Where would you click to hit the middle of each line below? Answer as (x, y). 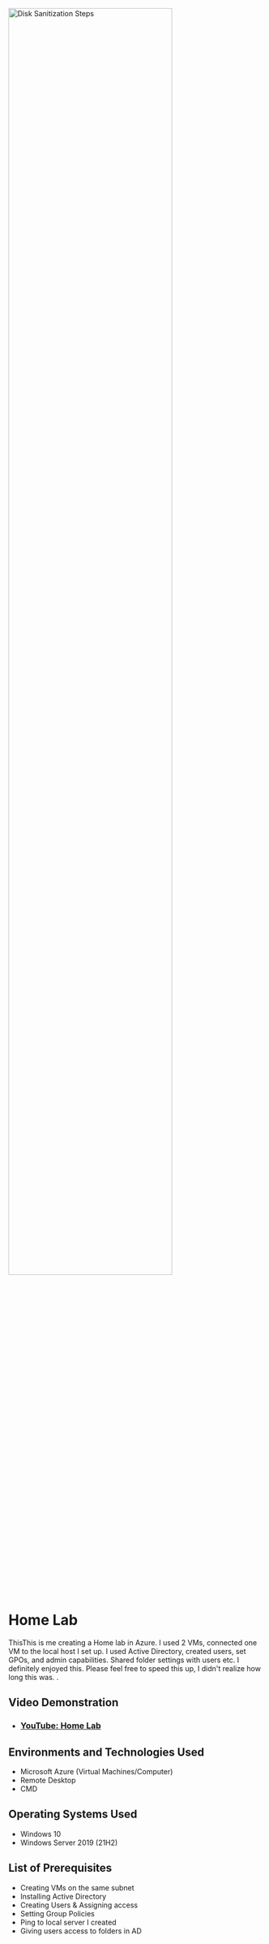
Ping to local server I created (68, 1922)
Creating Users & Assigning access (79, 1905)
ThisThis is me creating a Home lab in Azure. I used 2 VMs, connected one (133, 1642)
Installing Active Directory (63, 1896)
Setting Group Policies (57, 1913)
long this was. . (34, 1677)
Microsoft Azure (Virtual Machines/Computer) (96, 1772)
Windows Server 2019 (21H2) (69, 1842)
